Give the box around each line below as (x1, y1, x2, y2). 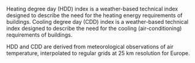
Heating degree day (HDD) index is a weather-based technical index (6, 6, 178, 12)
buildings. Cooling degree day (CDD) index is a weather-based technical (6, 18, 188, 25)
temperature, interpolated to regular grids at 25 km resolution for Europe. (6, 50, 190, 57)
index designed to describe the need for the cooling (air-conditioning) (6, 24, 182, 32)
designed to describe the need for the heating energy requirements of (6, 12, 183, 19)
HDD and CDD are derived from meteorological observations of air (6, 43, 174, 50)
